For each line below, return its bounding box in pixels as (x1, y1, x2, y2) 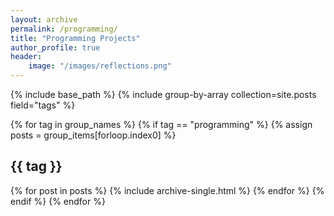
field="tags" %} (10, 99, 76, 111)
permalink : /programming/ (10, 24, 118, 34)
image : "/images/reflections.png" (28, 61, 172, 71)
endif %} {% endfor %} (10, 195, 106, 207)
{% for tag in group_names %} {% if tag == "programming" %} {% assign (10, 119, 313, 130)
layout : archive (10, 14, 78, 25)
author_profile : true (10, 42, 101, 53)
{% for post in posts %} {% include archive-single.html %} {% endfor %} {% (10, 184, 325, 196)
